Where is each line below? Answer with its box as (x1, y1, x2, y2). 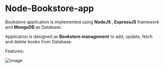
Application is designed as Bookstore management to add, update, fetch (5, 34, 153, 39)
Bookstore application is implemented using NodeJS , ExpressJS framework (5, 19, 160, 25)
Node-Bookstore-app (5, 3, 94, 14)
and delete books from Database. (5, 38, 72, 44)
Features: (5, 48, 24, 54)
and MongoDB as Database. (5, 24, 62, 30)
